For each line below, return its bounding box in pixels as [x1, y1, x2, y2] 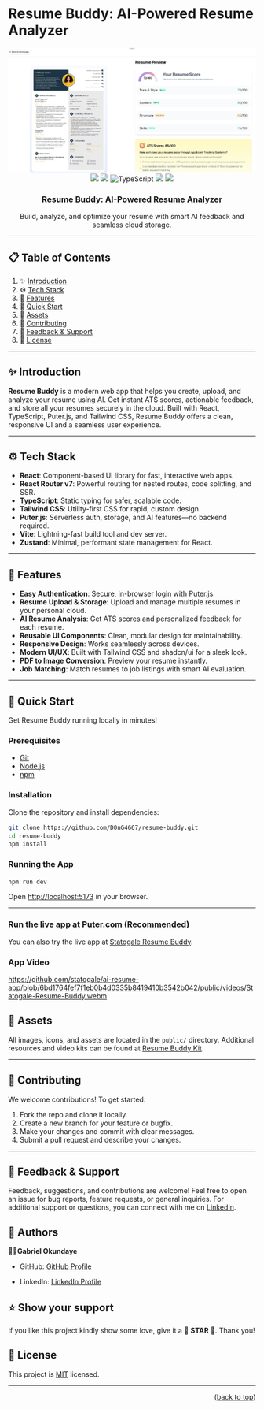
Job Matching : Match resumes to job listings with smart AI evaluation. [19, 664, 247, 674]
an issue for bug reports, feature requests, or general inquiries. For [8, 1195, 225, 1204]
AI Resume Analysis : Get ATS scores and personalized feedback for [19, 614, 242, 623]
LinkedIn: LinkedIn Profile [19, 1277, 102, 1287]
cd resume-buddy [8, 832, 61, 840]
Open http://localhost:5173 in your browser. [8, 892, 148, 902]
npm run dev [8, 878, 47, 886]
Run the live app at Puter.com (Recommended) [8, 919, 190, 930]
